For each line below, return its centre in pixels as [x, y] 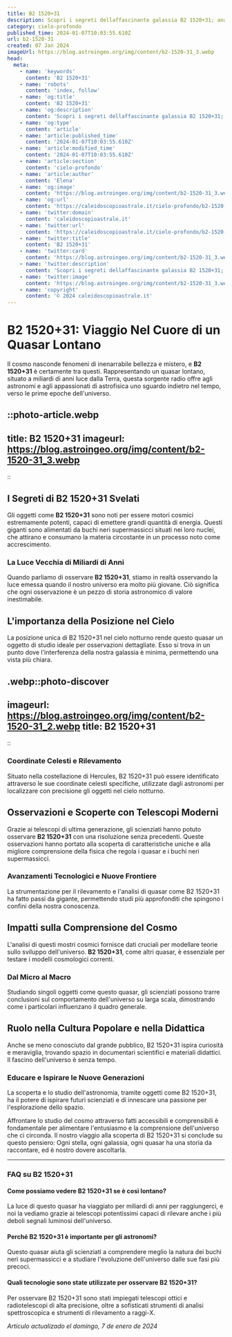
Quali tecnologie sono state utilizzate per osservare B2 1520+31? [102, 1282]
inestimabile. [25, 599]
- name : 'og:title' [48, 97]
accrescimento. [29, 545]
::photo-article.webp [53, 415]
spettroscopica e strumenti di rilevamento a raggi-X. [81, 1312]
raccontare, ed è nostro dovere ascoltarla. [67, 1150]
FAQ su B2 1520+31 [40, 1174]
